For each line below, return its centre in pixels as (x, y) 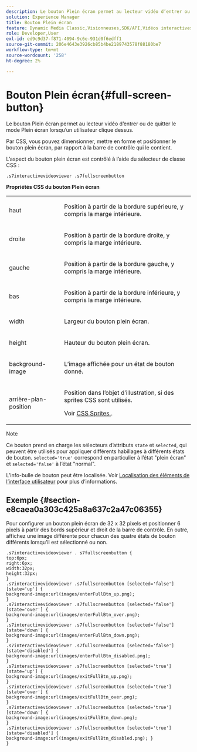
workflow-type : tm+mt (33, 50)
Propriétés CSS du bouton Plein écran (53, 187)
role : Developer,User (33, 34)
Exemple (22, 500)
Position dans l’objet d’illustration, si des (119, 393)
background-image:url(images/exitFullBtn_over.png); (72, 697)
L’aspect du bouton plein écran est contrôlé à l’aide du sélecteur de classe (96, 159)
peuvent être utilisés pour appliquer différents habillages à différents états (95, 451)
